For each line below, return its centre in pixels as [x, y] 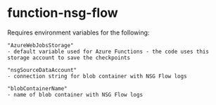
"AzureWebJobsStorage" [40, 45]
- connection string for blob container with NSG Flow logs [97, 76]
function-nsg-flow [63, 13]
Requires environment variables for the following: [78, 32]
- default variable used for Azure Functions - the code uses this [108, 51]
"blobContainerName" [38, 88]
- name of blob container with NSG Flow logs [75, 94]
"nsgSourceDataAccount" [42, 70]
